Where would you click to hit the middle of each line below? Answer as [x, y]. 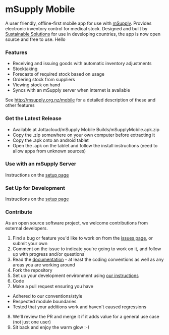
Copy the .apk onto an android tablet [51, 140]
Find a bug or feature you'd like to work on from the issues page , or [82, 238]
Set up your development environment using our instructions [75, 275]
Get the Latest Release [34, 119]
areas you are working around [44, 265]
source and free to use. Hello [35, 39]
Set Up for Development [35, 188]
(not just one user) [32, 322]
